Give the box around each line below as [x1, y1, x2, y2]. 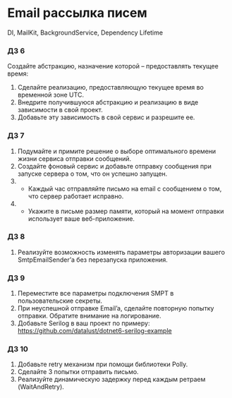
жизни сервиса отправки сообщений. [17, 154, 132, 163]
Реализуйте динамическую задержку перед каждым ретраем [17, 375, 206, 384]
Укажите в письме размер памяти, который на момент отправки [28, 207, 224, 215]
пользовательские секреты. [17, 296, 103, 305]
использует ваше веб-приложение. [28, 214, 135, 223]
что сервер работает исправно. [28, 192, 124, 200]
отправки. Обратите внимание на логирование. [17, 312, 161, 320]
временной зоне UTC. [17, 90, 85, 99]
